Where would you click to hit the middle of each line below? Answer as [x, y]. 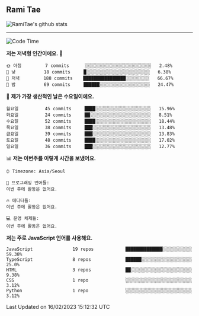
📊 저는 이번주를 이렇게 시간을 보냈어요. [51, 158]
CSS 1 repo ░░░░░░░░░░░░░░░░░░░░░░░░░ [99, 280]
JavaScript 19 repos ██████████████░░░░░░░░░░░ [99, 249]
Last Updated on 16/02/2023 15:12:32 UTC [58, 307]
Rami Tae [23, 10]
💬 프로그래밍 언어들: [28, 183]
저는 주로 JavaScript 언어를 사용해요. [49, 238]
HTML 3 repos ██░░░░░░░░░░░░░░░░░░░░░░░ [99, 270]
